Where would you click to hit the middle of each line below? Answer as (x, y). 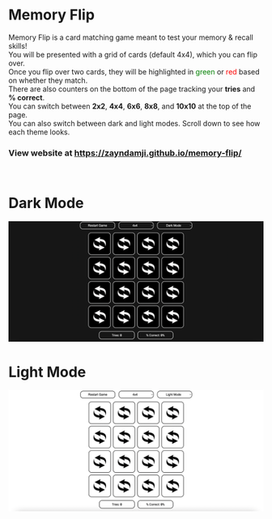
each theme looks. (39, 132)
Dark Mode (46, 203)
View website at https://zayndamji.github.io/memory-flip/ (125, 153)
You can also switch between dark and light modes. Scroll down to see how (134, 123)
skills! (18, 45)
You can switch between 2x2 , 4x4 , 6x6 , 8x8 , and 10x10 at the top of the (130, 106)
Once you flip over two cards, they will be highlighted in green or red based (134, 71)
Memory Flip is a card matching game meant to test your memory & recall (131, 37)
